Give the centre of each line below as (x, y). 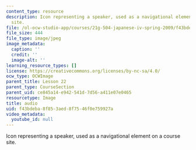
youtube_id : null (32, 120)
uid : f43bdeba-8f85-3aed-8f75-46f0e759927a (60, 109)
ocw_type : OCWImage (30, 76)
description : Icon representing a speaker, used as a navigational (90, 17)
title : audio (22, 103)
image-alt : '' (28, 60)
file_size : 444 (24, 33)
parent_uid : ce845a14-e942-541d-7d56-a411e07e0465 (69, 92)
